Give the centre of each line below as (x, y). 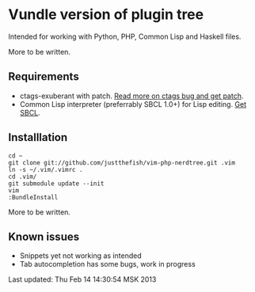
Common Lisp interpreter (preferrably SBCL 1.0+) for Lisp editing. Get (133, 104)
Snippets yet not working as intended (80, 256)
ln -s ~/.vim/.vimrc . (46, 169)
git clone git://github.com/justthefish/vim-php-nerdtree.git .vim (122, 163)
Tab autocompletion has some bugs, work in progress (107, 264)
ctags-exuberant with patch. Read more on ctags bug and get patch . (131, 96)
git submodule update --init (56, 184)
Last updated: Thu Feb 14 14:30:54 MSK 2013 (82, 279)
